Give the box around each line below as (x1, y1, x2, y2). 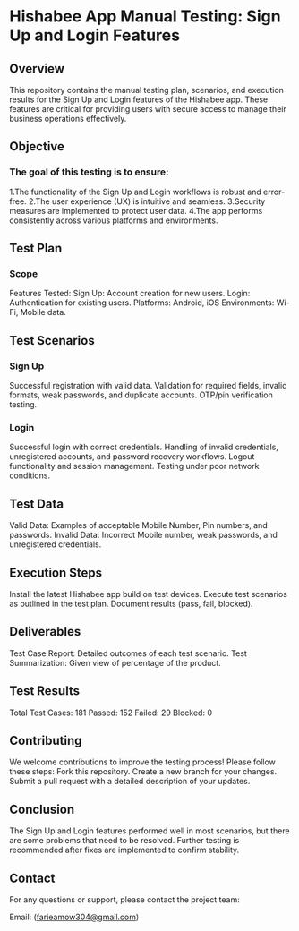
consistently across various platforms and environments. (9, 215, 218, 226)
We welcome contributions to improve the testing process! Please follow (9, 756, 276, 767)
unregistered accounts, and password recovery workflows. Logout (9, 451, 255, 462)
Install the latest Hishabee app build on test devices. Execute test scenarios (9, 588, 288, 599)
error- (262, 186, 286, 197)
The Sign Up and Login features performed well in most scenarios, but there (9, 825, 290, 836)
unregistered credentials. (9, 539, 102, 550)
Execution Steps (9, 565, 103, 580)
